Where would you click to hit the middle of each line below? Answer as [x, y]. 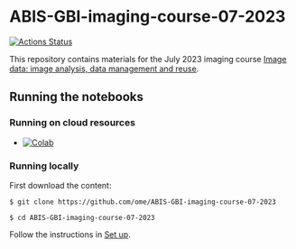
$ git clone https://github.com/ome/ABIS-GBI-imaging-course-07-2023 [143, 202]
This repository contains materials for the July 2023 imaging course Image [148, 59]
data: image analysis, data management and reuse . [104, 69]
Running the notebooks [77, 97]
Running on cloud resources [72, 123]
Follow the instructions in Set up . [70, 234]
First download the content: [60, 185]
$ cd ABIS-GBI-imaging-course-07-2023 [82, 217]
